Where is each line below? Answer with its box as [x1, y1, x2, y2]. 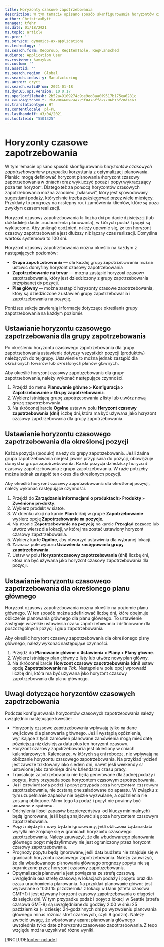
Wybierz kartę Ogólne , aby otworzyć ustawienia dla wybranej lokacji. [12, 537, 152, 543]
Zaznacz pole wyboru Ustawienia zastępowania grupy [12, 542, 124, 548]
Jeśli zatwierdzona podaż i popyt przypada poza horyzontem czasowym [12, 782, 159, 788]
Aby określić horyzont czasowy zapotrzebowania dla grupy [5, 370, 124, 376]
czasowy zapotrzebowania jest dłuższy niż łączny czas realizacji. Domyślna [5, 230, 158, 236]
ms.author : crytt [5, 80, 41, 84]
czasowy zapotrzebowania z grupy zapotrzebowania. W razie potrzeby [5, 466, 148, 472]
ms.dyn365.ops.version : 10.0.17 [5, 89, 71, 94]
